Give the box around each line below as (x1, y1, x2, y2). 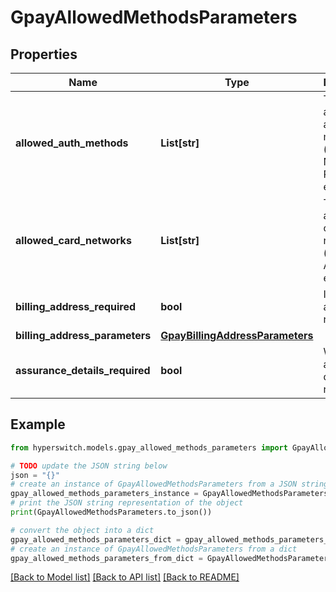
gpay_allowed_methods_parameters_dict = (10, 534, 182, 545)
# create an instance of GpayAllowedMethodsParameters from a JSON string (10, 479, 329, 490)
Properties (10, 46, 78, 63)
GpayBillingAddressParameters (160, 329, 314, 342)
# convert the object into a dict (10, 525, 155, 535)
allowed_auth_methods (15, 136, 129, 150)
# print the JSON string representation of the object (10, 498, 244, 508)
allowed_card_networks (15, 234, 132, 247)
